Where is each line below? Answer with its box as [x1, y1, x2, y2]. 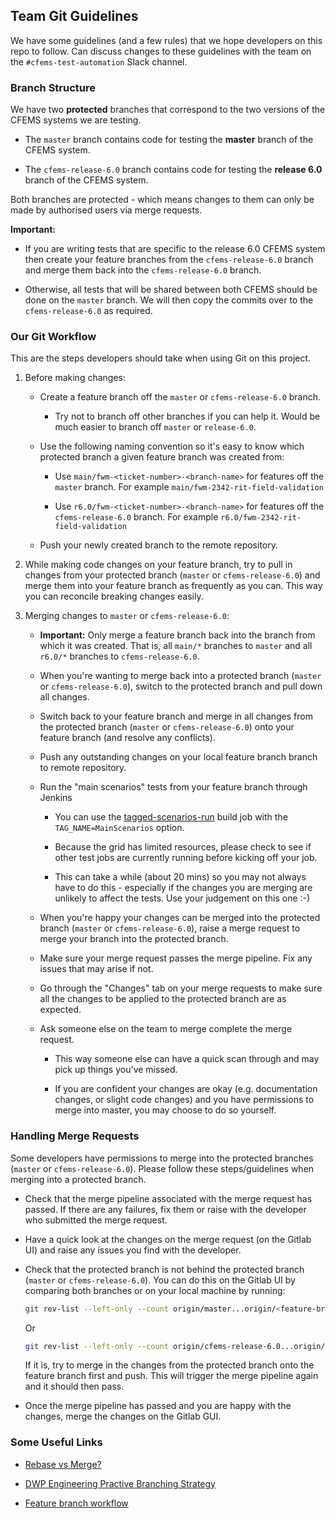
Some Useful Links [10, 1435, 103, 1449]
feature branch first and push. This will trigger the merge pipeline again [24, 1370, 319, 1382]
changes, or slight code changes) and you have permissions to [54, 1094, 315, 1106]
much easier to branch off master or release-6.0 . [54, 421, 257, 433]
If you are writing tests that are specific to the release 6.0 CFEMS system [24, 243, 326, 255]
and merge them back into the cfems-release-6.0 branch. [24, 264, 262, 276]
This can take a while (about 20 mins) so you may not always [54, 871, 307, 883]
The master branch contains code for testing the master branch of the [24, 134, 314, 146]
